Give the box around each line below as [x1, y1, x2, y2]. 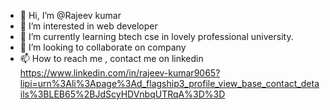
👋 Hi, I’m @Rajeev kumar [19, 10, 122, 21]
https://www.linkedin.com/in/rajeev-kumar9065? [19, 67, 221, 79]
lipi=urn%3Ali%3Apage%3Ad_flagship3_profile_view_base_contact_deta [19, 78, 320, 89]
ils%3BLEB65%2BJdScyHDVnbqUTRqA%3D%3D [19, 88, 226, 100]
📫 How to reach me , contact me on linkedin [19, 53, 204, 64]
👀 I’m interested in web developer [19, 20, 158, 32]
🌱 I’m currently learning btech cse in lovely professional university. [19, 31, 294, 42]
